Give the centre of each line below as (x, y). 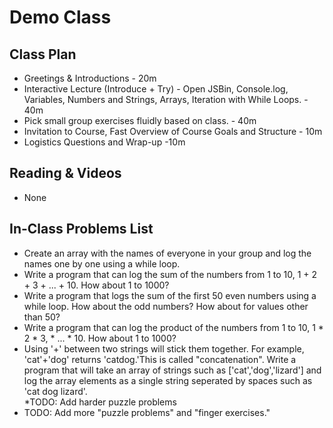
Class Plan (43, 54)
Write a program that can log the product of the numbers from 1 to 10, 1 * (173, 327)
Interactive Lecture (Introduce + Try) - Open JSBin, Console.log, (156, 89)
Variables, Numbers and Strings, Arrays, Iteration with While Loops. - (166, 99)
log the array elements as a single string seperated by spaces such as (168, 380)
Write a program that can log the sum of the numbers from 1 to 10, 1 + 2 (170, 274)
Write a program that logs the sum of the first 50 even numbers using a (170, 295)
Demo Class (60, 17)
